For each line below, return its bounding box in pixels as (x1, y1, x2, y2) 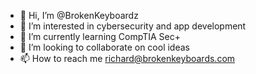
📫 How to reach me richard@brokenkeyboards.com (19, 53, 236, 64)
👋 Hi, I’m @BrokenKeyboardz (19, 10, 139, 21)
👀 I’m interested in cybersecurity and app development (19, 20, 247, 32)
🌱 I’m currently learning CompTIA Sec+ (19, 31, 181, 42)
